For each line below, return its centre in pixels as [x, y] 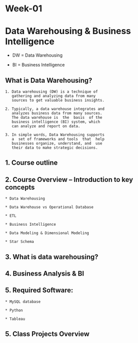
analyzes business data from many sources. [57, 113]
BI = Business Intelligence [38, 65]
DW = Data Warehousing [37, 55]
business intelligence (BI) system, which [56, 122]
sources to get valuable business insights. [58, 100]
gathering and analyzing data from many [54, 96]
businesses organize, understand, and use [57, 143]
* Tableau [15, 319]
